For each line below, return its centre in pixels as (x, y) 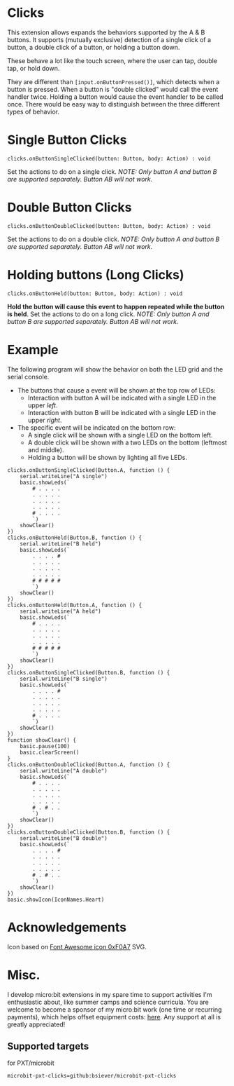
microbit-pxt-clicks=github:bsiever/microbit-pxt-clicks (92, 1076)
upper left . (43, 405)
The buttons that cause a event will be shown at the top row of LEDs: (116, 390)
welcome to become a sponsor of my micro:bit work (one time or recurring (115, 1009)
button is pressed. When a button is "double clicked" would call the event (113, 89)
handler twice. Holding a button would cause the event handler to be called (115, 97)
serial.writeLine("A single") (64, 476)
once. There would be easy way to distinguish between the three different (114, 104)
